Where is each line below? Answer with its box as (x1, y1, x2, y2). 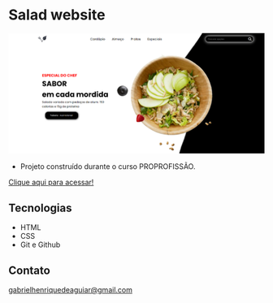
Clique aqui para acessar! (8, 177, 94, 188)
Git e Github (19, 240, 61, 249)
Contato (8, 263, 50, 277)
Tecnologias (8, 201, 72, 214)
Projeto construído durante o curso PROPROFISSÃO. (19, 162, 196, 171)
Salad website (8, 6, 106, 24)
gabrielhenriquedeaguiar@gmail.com (8, 285, 132, 295)
